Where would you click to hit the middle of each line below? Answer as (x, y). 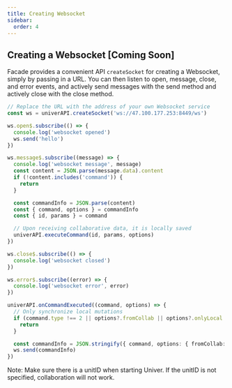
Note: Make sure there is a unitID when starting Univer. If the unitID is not (112, 370)
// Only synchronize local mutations (68, 312)
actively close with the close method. (61, 94)
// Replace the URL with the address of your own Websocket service (109, 107)
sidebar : (20, 20)
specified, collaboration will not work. (61, 378)
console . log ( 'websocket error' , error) (71, 286)
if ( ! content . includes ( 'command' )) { (68, 178)
